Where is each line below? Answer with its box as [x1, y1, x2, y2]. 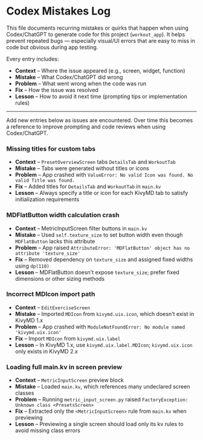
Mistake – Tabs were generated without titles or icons [14, 165, 149, 172]
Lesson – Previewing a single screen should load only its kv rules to [14, 421, 184, 428]
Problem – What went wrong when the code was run [14, 80, 147, 87]
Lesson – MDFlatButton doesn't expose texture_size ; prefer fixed [14, 268, 179, 276]
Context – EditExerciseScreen [14, 304, 91, 311]
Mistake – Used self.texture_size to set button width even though [14, 231, 183, 238]
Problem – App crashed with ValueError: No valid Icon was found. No [14, 171, 193, 179]
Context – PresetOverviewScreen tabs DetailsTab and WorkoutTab [14, 159, 176, 166]
